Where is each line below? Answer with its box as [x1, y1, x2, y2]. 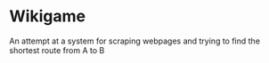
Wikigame [9, 6, 86, 27]
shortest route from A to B [9, 44, 105, 55]
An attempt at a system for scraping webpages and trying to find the [9, 35, 261, 46]
